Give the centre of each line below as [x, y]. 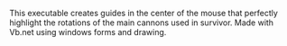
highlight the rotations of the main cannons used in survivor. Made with [141, 23]
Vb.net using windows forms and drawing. [88, 32]
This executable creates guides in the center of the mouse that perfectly [143, 13]
